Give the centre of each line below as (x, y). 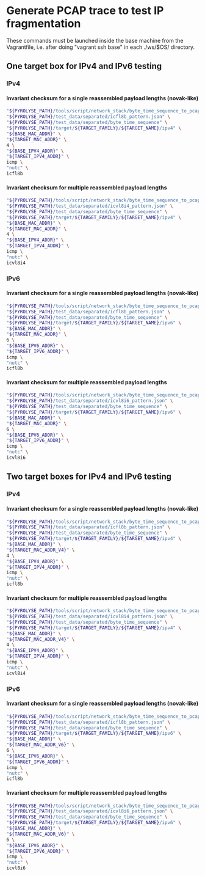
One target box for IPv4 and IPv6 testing (84, 66)
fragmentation (44, 24)
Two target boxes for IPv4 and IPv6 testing (89, 477)
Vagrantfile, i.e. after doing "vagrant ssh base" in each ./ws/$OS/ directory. (101, 47)
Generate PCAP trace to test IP (85, 11)
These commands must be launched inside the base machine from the (95, 40)
